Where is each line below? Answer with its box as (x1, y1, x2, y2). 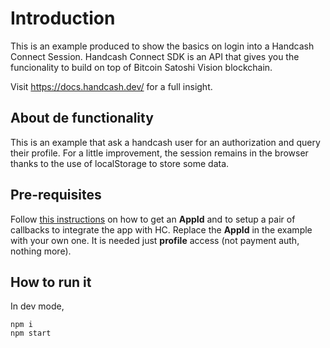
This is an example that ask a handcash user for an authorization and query (10, 136, 321, 148)
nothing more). (10, 245, 72, 257)
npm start (10, 328, 52, 339)
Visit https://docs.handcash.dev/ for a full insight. (10, 80, 213, 92)
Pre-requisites (10, 187, 102, 204)
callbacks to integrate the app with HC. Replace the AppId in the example (10, 223, 313, 236)
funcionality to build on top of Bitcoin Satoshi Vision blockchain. (10, 61, 273, 73)
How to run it (10, 273, 92, 291)
